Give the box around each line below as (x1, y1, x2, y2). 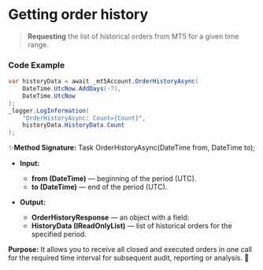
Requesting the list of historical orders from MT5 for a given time (27, 31, 239, 41)
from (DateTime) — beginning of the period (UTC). (31, 174, 197, 183)
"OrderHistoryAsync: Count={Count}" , (22, 114, 146, 122)
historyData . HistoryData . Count (22, 121, 125, 129)
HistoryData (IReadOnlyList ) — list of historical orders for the (31, 221, 232, 231)
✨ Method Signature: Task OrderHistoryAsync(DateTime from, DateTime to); (8, 143, 256, 153)
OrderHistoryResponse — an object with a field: (31, 213, 190, 222)
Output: (19, 198, 46, 207)
